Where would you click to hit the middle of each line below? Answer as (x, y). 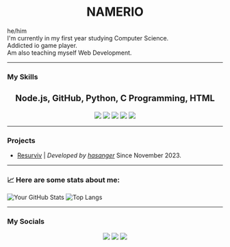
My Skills (23, 77)
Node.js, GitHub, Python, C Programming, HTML (115, 98)
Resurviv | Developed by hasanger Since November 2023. (99, 155)
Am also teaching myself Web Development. (69, 53)
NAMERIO (115, 12)
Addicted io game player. (42, 45)
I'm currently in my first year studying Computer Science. (88, 38)
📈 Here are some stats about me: (63, 180)
